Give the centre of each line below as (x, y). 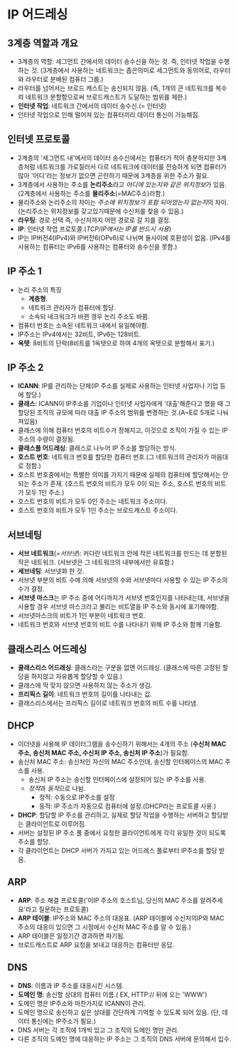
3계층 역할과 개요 (43, 43)
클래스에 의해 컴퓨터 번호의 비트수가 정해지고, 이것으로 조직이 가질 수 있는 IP (123, 430)
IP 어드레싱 (38, 15)
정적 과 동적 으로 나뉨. (57, 788)
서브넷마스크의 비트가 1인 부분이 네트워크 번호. (81, 616)
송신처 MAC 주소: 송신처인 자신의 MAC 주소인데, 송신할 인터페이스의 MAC (120, 761)
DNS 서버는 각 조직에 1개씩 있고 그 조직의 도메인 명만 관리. (98, 1030)
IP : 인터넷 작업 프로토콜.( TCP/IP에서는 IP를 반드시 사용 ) (94, 229)
